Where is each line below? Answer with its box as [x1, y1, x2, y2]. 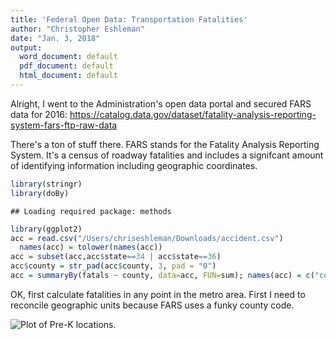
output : [10, 42, 43, 53]
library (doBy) [10, 188, 70, 198]
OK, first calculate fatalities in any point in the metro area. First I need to [10, 288, 306, 300]
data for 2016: [10, 108, 68, 120]
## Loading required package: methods [10, 206, 172, 216]
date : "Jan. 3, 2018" [10, 33, 101, 43]
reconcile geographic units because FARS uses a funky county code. [10, 299, 295, 311]
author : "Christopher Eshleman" [10, 24, 145, 34]
